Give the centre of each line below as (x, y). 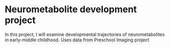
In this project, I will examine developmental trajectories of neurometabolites (85, 34)
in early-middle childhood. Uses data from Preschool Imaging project (77, 40)
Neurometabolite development (71, 9)
